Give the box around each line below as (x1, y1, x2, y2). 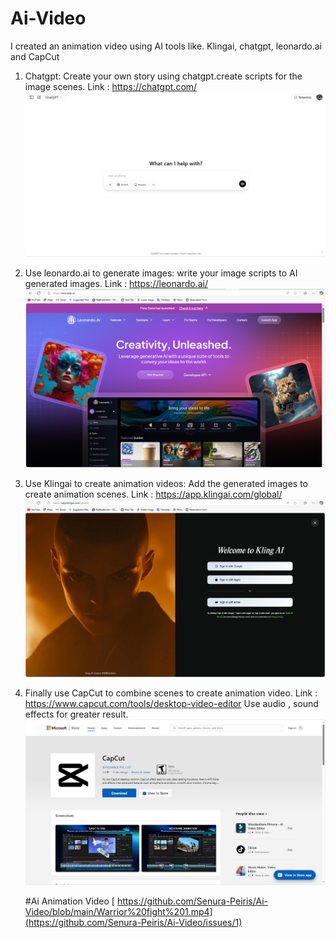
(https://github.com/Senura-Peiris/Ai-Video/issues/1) (24, 916, 243, 928)
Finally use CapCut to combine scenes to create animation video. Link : (24, 687, 318, 699)
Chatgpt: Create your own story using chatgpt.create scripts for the (24, 70, 303, 82)
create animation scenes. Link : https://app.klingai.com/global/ (24, 488, 283, 500)
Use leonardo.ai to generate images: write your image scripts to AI (24, 267, 298, 279)
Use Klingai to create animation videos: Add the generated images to (24, 478, 308, 489)
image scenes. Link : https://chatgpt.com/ (24, 80, 198, 92)
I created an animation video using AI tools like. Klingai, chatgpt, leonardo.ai (10, 40, 322, 52)
